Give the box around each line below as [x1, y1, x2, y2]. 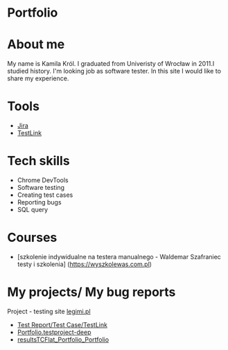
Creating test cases [17, 191, 73, 199]
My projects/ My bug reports [7, 284, 176, 300]
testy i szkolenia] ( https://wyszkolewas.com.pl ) [17, 260, 152, 268]
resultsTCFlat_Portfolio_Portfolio [17, 335, 109, 344]
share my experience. [7, 74, 69, 82]
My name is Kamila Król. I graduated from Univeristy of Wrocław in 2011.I [7, 60, 215, 68]
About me [7, 37, 65, 53]
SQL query [17, 206, 49, 213]
